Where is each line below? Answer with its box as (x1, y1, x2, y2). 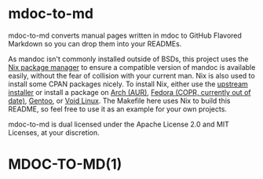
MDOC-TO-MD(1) (8, 155, 122, 174)
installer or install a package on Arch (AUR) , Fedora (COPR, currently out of (8, 87, 251, 97)
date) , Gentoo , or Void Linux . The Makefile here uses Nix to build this (8, 96, 231, 105)
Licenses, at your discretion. (8, 127, 100, 137)
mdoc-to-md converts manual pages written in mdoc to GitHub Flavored (8, 31, 242, 40)
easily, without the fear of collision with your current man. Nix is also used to (8, 71, 255, 80)
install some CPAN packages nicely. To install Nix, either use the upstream (8, 79, 249, 89)
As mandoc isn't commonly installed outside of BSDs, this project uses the (8, 54, 249, 64)
